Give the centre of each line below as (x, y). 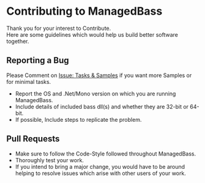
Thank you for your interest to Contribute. (59, 28)
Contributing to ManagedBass (84, 11)
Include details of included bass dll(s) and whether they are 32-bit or (102, 106)
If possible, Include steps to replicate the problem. (78, 119)
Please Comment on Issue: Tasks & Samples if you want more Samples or (99, 75)
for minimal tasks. (29, 81)
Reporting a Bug (38, 60)
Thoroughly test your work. (50, 160)
